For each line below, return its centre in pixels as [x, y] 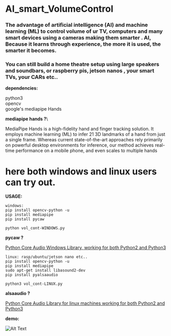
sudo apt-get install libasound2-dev [45, 270]
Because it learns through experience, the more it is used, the [83, 44]
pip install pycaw [25, 219]
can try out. [30, 182]
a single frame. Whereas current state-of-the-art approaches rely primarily [84, 140]
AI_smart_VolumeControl [59, 9]
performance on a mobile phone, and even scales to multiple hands [86, 151]
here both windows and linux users [81, 171]
